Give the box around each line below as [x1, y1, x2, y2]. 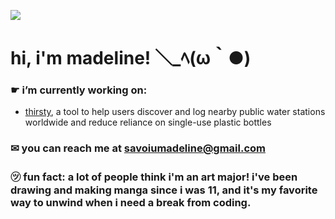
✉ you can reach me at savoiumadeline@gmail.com [10, 141, 266, 155]
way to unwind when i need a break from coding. [10, 196, 252, 210]
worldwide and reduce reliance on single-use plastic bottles [24, 116, 272, 129]
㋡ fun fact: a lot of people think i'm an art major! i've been [10, 170, 298, 184]
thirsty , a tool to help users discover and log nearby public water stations [24, 106, 326, 118]
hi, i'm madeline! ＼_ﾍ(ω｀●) [10, 47, 252, 70]
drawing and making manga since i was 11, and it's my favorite [10, 183, 318, 197]
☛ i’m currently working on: [10, 83, 148, 97]
